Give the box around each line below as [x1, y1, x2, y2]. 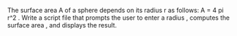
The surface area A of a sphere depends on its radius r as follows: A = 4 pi [7, 6, 224, 14]
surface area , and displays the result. [7, 21, 117, 29]
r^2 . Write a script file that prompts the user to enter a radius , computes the [7, 13, 230, 22]
